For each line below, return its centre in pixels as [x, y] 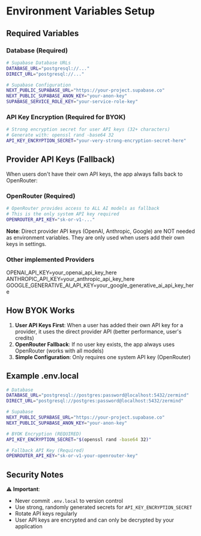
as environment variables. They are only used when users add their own [95, 237]
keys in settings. [26, 244]
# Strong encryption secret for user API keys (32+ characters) [88, 130]
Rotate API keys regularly [46, 514]
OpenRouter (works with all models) [59, 351]
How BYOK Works [40, 311]
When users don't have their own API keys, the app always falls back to [94, 174]
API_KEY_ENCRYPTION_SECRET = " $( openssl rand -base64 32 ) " [79, 439]
